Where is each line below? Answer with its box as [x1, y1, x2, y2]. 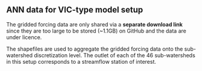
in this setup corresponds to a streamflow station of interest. [6, 58, 157, 65]
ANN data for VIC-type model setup [6, 5, 144, 15]
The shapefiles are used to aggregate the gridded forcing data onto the [6, 45, 183, 52]
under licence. [6, 33, 42, 41]
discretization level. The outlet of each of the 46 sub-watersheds [34, 51, 196, 59]
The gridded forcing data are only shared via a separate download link [6, 20, 183, 28]
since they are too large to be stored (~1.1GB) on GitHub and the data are [6, 27, 187, 34]
